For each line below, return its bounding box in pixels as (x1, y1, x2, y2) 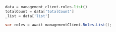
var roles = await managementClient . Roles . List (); (5, 22, 112, 27)
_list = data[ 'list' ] (5, 14, 50, 18)
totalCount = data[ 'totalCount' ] (5, 9, 74, 14)
